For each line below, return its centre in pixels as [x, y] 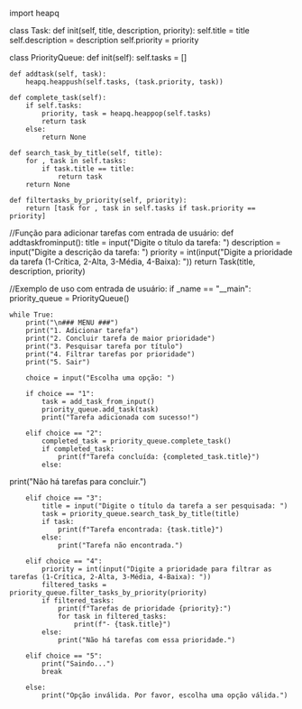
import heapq [35, 13]
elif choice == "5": [64, 656]
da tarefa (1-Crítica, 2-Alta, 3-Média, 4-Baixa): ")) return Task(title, [133, 262]
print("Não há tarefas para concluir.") [78, 481]
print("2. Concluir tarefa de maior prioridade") [121, 338]
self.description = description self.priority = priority [104, 40]
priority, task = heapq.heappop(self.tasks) [127, 114]
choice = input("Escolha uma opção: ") [101, 378]
